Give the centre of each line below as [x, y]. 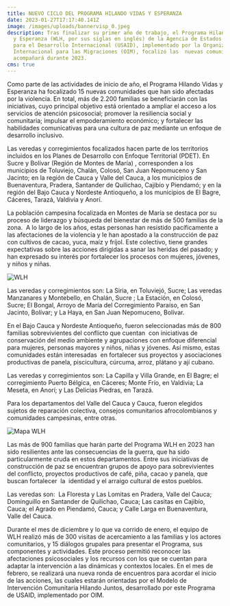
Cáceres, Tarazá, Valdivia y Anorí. [55, 199]
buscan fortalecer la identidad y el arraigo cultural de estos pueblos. [105, 480]
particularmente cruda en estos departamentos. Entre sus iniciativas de [108, 459]
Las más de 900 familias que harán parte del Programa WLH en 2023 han [111, 444]
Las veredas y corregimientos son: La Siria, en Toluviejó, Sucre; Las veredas [115, 290]
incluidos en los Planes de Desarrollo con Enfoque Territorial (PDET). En [108, 156]
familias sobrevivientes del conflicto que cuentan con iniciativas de [102, 333]
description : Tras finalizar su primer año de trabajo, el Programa [107, 33]
